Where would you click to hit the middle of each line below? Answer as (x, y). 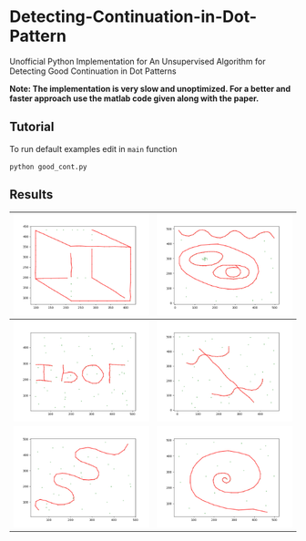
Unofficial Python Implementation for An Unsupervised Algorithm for (138, 61)
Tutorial (32, 127)
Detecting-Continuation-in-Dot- (133, 17)
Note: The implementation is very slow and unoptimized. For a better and (150, 88)
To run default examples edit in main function (93, 148)
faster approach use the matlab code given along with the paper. (134, 98)
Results (31, 194)
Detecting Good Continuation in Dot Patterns (93, 71)
